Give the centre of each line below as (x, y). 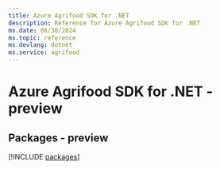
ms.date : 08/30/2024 (42, 30)
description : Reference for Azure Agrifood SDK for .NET (104, 23)
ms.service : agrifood (44, 52)
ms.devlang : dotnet (41, 45)
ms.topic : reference (42, 38)
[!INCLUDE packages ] (44, 157)
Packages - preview (58, 138)
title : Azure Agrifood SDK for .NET (69, 15)
